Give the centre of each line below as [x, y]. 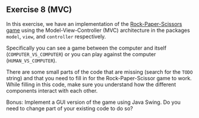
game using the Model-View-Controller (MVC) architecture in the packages [98, 30]
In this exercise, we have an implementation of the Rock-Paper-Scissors [94, 24]
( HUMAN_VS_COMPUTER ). [31, 60]
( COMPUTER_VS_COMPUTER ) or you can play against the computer [81, 54]
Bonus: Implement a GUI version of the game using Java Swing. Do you [94, 102]
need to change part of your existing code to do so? [70, 108]
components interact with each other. [52, 90]
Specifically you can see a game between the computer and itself [86, 48]
